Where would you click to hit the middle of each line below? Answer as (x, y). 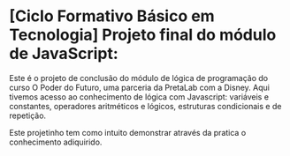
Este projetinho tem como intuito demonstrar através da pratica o (128, 132)
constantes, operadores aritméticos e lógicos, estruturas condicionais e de (145, 106)
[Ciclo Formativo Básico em (112, 16)
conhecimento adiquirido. (56, 142)
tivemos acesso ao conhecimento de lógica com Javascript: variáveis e (139, 97)
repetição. (28, 115)
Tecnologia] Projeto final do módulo (143, 35)
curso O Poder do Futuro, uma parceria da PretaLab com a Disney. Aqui (139, 87)
